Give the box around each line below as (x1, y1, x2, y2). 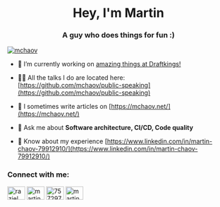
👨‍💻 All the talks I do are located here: (17, 73, 126, 82)
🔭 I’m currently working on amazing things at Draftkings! (17, 60, 181, 69)
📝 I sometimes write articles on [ (17, 102, 111, 111)
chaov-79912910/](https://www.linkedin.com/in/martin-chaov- (17, 145, 198, 153)
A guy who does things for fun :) (62, 30, 175, 40)
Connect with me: (7, 170, 70, 179)
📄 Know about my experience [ (17, 137, 108, 146)
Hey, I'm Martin (73, 5, 164, 21)
